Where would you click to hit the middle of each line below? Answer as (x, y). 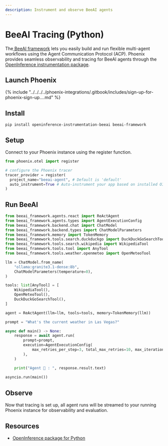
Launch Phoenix (31, 80)
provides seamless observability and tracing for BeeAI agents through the (81, 59)
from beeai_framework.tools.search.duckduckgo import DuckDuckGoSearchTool (86, 239)
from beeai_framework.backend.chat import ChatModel (61, 225)
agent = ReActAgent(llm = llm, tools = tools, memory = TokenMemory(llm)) (78, 313)
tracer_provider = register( (35, 175)
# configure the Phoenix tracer (39, 170)
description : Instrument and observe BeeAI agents (59, 10)
